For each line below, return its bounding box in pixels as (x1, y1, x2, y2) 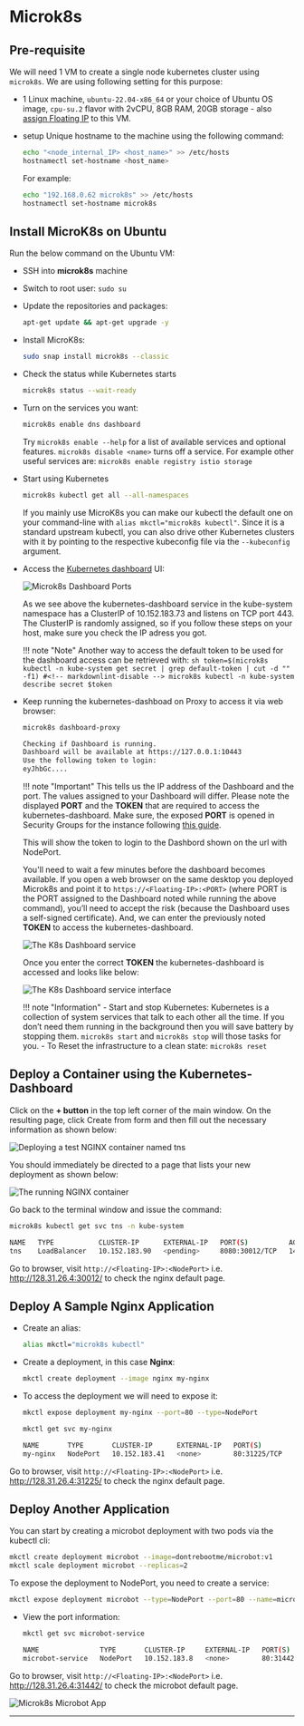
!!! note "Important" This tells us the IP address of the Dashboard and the (22, 781, 294, 792)
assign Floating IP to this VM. (22, 113, 131, 123)
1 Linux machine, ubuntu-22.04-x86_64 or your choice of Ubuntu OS (22, 93, 273, 104)
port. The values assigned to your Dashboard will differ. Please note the (22, 790, 290, 801)
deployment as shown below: (9, 1168, 119, 1179)
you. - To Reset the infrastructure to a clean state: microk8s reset (22, 1041, 268, 1052)
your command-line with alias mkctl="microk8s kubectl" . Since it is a (22, 517, 285, 528)
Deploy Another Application (9, 1501, 170, 1517)
